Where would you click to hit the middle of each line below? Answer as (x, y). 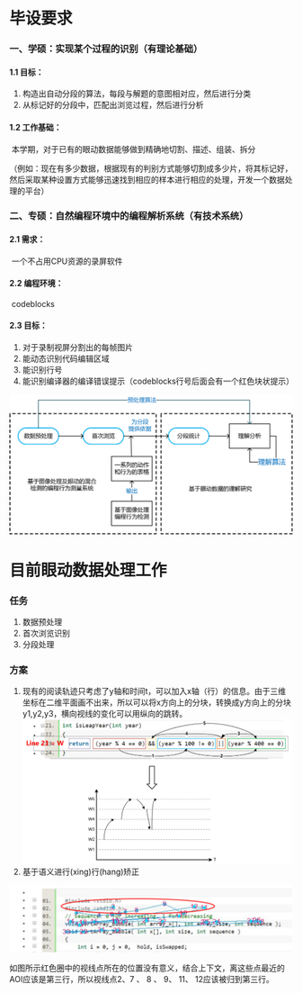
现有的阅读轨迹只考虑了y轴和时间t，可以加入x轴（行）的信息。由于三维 (154, 691)
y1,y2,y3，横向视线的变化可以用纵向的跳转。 (105, 714)
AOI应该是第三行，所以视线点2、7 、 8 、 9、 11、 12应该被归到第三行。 (142, 979)
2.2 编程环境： (36, 284)
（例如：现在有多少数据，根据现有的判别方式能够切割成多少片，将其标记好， (151, 168)
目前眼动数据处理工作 (89, 570)
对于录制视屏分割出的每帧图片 (77, 348)
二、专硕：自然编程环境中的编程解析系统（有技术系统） (129, 216)
